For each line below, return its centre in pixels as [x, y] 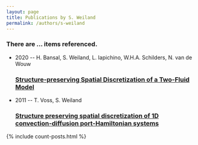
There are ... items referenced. [52, 44]
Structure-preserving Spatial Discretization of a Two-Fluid [102, 79]
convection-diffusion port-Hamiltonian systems [87, 123]
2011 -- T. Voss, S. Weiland [48, 100]
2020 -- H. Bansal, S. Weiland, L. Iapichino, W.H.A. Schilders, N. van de [104, 57]
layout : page [23, 12]
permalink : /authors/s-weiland [46, 23]
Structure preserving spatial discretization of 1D [87, 115]
